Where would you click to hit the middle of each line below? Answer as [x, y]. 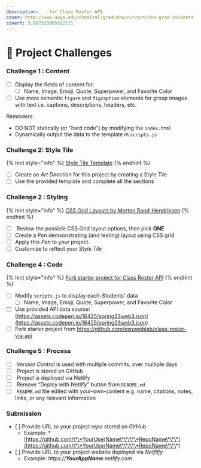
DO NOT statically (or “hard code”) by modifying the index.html [93, 128]
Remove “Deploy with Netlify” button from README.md [81, 385]
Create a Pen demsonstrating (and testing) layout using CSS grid [95, 235]
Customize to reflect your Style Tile [58, 248]
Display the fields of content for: [54, 84]
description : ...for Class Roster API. [56, 12]
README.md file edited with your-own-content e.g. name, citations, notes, [105, 391]
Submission [24, 413]
